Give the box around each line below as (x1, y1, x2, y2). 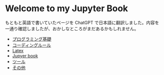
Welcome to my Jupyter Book (5, 3, 128, 14)
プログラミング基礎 (12, 36, 52, 42)
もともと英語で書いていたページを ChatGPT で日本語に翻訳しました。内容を (5, 19, 159, 25)
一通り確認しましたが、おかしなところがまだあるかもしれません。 (5, 25, 139, 32)
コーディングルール (12, 42, 51, 48)
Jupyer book (12, 53, 38, 58)
